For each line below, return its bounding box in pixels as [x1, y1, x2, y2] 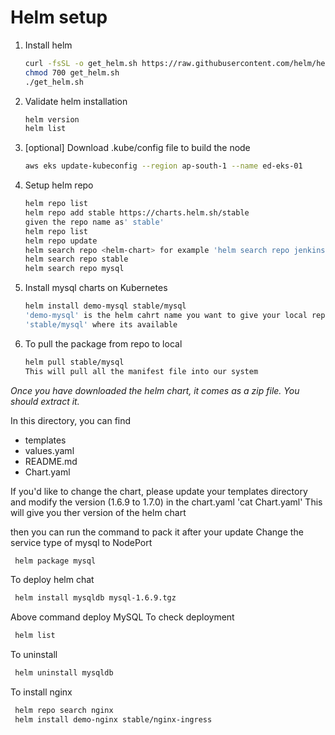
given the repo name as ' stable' [24, 217, 165, 227]
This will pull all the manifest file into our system [24, 366, 259, 376]
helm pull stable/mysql [24, 357, 125, 367]
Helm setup [10, 6, 108, 29]
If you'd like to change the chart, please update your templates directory [10, 485, 308, 497]
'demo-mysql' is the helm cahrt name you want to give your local [24, 311, 308, 321]
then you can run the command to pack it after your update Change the [10, 526, 304, 538]
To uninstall [10, 649, 58, 661]
